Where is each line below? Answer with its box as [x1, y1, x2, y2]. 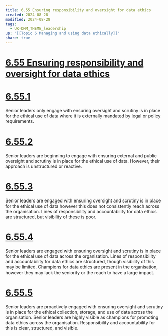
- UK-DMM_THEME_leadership [10, 26, 66, 31]
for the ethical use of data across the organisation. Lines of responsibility [5, 253, 156, 259]
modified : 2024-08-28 [5, 17, 51, 22]
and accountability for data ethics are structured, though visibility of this [5, 258, 154, 264]
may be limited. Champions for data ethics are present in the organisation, [5, 264, 158, 270]
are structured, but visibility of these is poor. [5, 214, 97, 220]
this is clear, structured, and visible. [5, 325, 79, 331]
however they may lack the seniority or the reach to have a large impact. [5, 269, 154, 275]
